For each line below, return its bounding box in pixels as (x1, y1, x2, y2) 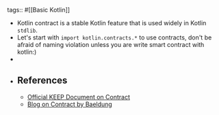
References (16, 75, 68, 86)
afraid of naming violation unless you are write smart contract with (16, 41, 205, 48)
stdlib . (16, 27, 38, 34)
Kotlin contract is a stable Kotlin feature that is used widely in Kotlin (16, 19, 207, 27)
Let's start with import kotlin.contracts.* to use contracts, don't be (16, 33, 212, 42)
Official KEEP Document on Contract (27, 93, 130, 101)
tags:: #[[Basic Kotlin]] (7, 6, 70, 14)
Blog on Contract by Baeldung (27, 100, 113, 108)
